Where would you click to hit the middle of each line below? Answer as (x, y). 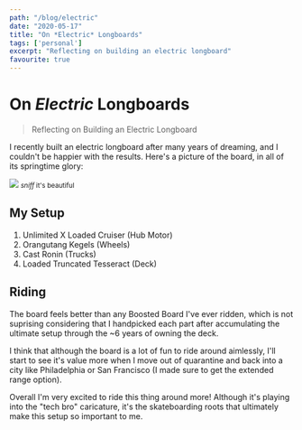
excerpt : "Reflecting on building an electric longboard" (120, 51)
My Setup (37, 213)
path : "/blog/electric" (54, 18)
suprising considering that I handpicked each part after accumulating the (145, 323)
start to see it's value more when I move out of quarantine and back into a (146, 360)
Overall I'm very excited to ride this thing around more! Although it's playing (150, 397)
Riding (28, 292)
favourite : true (40, 60)
